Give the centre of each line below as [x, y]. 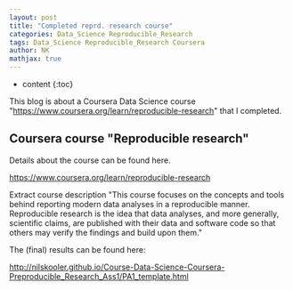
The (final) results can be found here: [77, 249]
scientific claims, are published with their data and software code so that [142, 222]
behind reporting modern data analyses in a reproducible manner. [130, 204]
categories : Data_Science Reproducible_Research [101, 34]
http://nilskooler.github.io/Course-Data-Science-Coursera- [117, 267]
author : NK [29, 51]
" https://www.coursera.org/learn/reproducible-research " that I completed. [146, 111]
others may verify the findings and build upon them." [106, 232]
